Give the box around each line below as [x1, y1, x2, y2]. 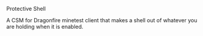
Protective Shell [6, 5, 46, 12]
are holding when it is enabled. [6, 23, 84, 30]
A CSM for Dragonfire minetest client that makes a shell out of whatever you [6, 17, 198, 23]
